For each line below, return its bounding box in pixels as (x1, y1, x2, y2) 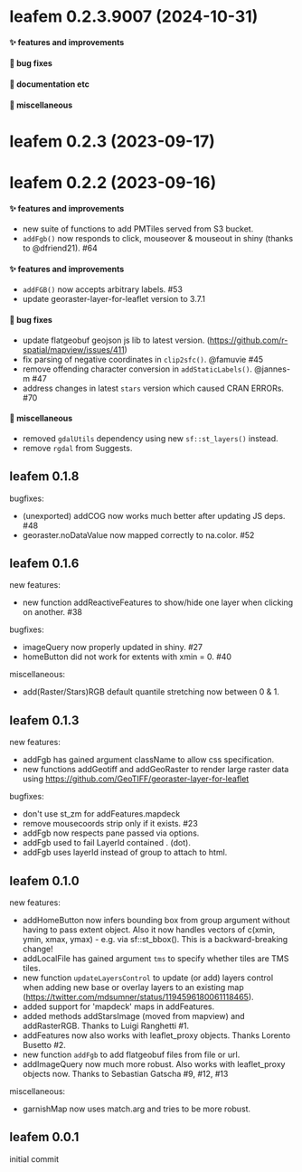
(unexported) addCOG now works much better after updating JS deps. (22, 510, 286, 521)
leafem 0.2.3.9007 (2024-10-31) (9, 6, 259, 27)
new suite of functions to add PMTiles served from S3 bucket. (22, 223, 254, 234)
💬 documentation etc (9, 79, 90, 90)
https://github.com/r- (209, 335, 288, 345)
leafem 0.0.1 (9, 1129, 80, 1145)
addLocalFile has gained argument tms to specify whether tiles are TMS (22, 953, 289, 964)
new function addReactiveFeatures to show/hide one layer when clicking (22, 597, 294, 608)
